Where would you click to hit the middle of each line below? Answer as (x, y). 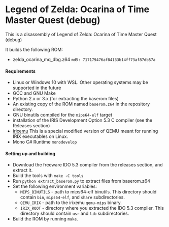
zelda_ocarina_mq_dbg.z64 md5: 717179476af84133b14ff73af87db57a (84, 59)
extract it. (23, 170)
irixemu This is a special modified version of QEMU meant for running (85, 131)
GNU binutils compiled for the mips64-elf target (62, 115)
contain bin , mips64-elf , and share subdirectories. (73, 197)
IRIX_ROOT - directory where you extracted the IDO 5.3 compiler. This (92, 208)
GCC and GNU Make (34, 93)
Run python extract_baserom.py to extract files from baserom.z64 (81, 181)
